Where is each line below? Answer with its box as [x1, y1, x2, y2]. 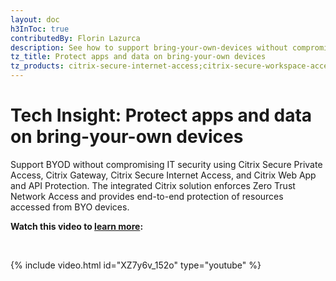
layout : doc [10, 14, 60, 25]
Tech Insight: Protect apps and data [10, 104, 313, 127]
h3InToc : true [10, 24, 70, 34]
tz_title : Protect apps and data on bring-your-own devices [10, 52, 267, 62]
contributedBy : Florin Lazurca [10, 33, 141, 43]
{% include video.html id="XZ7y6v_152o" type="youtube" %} [10, 259, 262, 271]
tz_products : [10, 61, 65, 71]
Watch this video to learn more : [10, 220, 144, 232]
